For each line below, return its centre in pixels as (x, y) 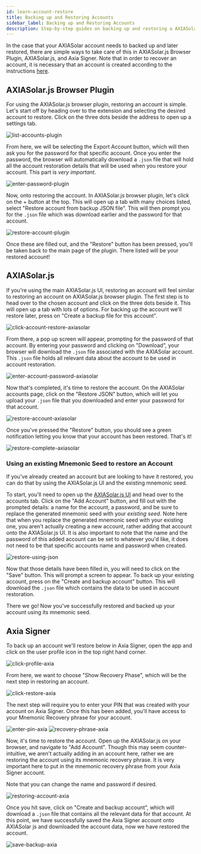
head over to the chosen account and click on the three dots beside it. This (99, 303)
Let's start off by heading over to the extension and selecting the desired (96, 111)
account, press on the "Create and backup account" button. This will (91, 582)
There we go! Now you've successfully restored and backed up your (91, 606)
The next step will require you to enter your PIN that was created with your (98, 705)
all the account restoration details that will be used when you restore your (97, 166)
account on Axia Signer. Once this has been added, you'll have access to (96, 711)
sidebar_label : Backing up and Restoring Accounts (71, 23)
